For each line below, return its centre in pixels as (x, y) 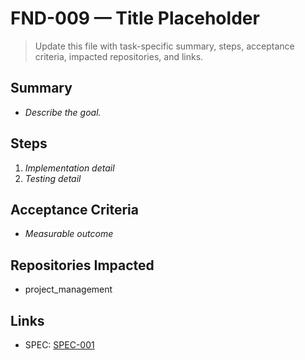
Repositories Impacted (82, 265)
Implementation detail (69, 168)
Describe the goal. (63, 112)
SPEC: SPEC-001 (59, 345)
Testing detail (53, 178)
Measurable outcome (69, 234)
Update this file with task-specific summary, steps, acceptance (164, 46)
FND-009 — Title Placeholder (135, 18)
